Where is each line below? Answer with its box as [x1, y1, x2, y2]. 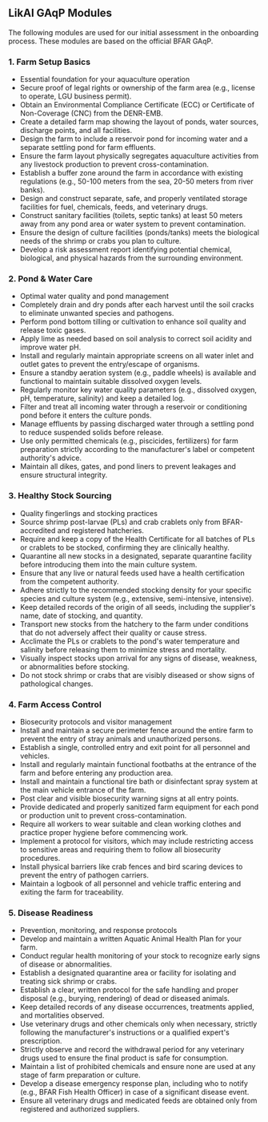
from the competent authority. [19, 576, 119, 586]
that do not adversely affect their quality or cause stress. [19, 628, 207, 637]
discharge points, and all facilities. [19, 126, 133, 135]
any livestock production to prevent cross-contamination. [19, 159, 210, 169]
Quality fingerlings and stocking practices [19, 508, 158, 518]
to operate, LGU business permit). [19, 91, 132, 101]
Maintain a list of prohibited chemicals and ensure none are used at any [19, 1062, 256, 1072]
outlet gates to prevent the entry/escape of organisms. [19, 360, 200, 369]
